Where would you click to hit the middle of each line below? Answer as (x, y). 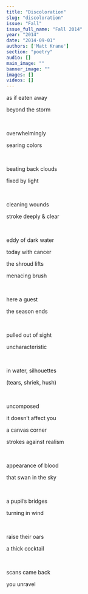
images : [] (20, 75)
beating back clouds (32, 169)
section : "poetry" (29, 52)
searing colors (24, 145)
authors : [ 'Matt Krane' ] (38, 47)
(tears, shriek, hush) (31, 383)
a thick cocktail (25, 549)
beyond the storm (29, 110)
